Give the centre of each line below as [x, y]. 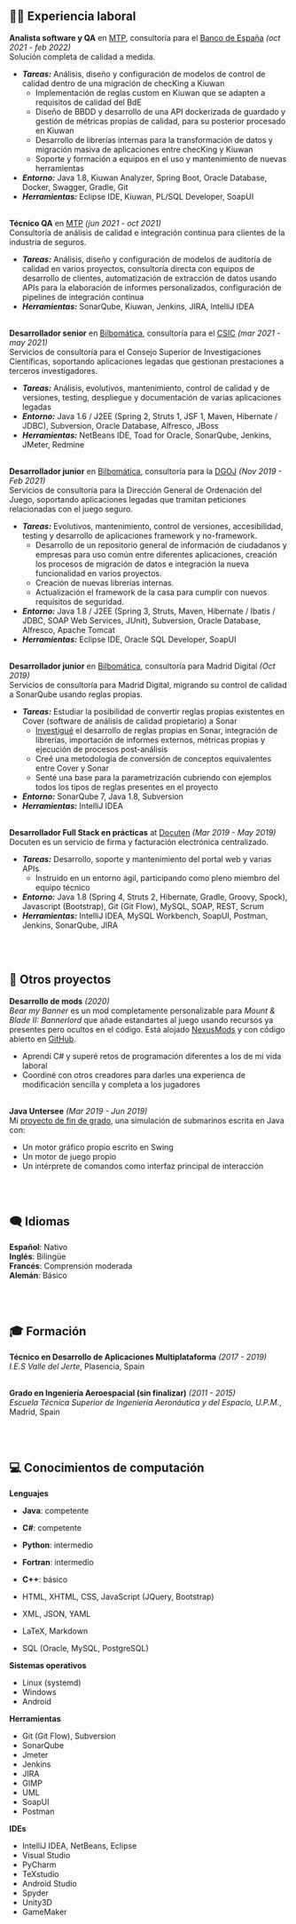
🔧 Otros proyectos [60, 980]
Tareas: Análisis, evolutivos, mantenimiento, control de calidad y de [146, 388]
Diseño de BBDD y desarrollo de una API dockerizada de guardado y [160, 111]
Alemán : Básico [39, 1276]
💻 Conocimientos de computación [107, 1467]
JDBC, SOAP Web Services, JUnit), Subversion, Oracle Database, [141, 620]
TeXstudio [40, 1874]
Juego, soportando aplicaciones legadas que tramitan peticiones [128, 499]
